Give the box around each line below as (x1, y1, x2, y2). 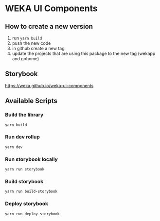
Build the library (5, 111, 44, 118)
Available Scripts (5, 97, 57, 105)
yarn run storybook (5, 167, 45, 172)
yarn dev (5, 144, 23, 150)
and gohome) (12, 56, 39, 61)
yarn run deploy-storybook (5, 211, 60, 216)
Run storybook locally (5, 156, 58, 163)
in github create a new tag (12, 46, 65, 51)
